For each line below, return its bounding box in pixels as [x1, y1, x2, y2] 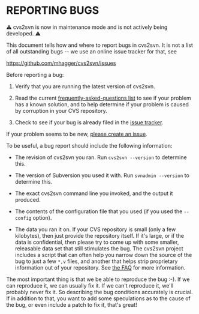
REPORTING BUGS [6, 4, 99, 17]
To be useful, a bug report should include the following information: [6, 142, 173, 149]
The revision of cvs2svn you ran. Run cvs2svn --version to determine [14, 154, 187, 161]
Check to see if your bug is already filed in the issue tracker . [14, 118, 164, 126]
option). [32, 214, 52, 221]
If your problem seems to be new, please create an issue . [6, 130, 148, 137]
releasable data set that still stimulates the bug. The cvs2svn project [14, 244, 184, 252]
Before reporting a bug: [6, 71, 64, 78]
